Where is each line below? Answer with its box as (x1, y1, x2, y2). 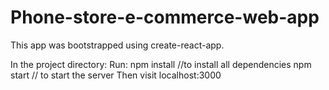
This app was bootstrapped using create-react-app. (10, 39, 225, 51)
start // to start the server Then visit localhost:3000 (10, 69, 222, 81)
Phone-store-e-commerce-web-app (10, 6, 320, 29)
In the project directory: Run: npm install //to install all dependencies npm (10, 58, 312, 70)
